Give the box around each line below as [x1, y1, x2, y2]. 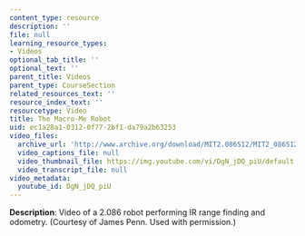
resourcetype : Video [9, 106, 88, 115]
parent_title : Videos [9, 73, 92, 82]
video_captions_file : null [17, 148, 120, 157]
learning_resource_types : [9, 38, 107, 48]
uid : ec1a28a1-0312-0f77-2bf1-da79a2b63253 [9, 123, 177, 133]
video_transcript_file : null [17, 165, 128, 174]
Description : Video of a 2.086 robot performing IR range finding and [9, 207, 266, 218]
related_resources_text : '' [9, 89, 116, 98]
